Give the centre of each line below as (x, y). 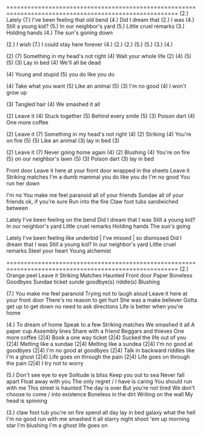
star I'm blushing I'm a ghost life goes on (57, 425)
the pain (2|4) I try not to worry (45, 363)
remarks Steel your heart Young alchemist (59, 251)
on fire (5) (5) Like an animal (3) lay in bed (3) (63, 141)
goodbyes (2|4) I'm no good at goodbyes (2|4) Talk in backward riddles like (101, 350)
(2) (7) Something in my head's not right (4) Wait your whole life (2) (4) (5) (99, 56)
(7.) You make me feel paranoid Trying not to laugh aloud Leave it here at (97, 294)
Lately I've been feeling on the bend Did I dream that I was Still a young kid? (101, 220)
